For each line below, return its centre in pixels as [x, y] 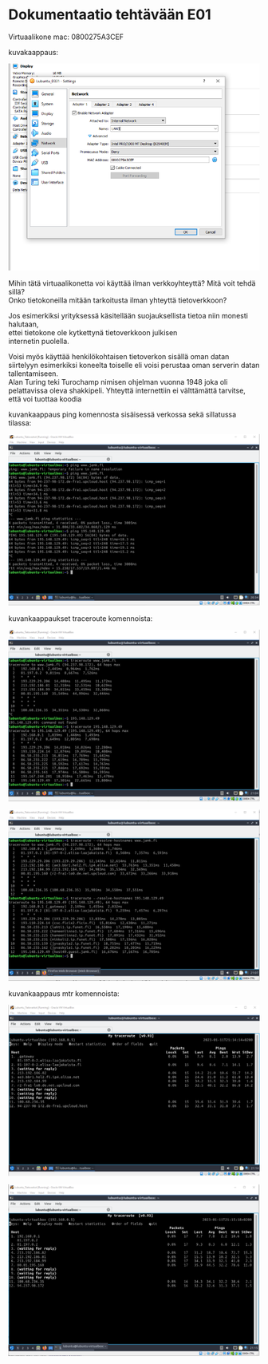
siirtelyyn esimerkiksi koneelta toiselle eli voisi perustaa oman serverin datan [134, 365]
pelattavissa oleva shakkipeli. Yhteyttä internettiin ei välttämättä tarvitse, [127, 390]
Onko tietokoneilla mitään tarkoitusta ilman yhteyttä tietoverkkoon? [118, 300]
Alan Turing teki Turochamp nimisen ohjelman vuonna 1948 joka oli [118, 382]
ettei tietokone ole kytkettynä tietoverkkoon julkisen [93, 332]
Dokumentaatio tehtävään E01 [110, 15]
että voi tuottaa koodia [45, 399]
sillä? [17, 291]
